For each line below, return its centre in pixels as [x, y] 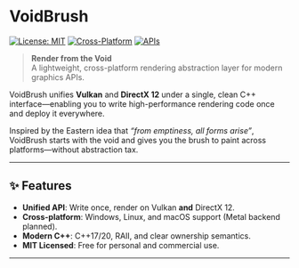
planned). [40, 226]
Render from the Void [72, 58]
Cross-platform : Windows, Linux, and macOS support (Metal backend [151, 216]
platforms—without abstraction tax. [74, 150]
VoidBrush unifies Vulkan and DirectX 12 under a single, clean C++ [133, 94]
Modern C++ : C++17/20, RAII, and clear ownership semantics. [136, 236]
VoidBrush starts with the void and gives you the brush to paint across [138, 140]
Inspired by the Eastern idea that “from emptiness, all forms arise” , [132, 130]
